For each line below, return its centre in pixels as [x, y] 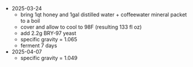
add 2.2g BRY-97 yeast [48, 33]
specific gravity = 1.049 [49, 58]
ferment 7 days [39, 45]
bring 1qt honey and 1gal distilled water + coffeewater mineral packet [104, 15]
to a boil [30, 21]
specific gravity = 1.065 [49, 39]
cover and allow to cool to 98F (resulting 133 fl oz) [81, 27]
